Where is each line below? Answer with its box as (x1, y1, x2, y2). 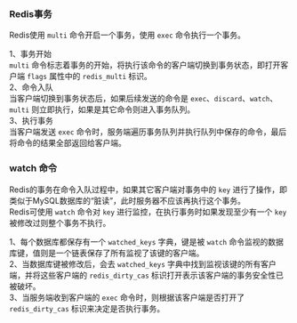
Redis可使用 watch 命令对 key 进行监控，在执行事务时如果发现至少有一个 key (9, 206, 287, 217)
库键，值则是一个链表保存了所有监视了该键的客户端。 (9, 247, 205, 258)
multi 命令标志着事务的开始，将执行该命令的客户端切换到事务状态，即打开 (9, 60, 281, 70)
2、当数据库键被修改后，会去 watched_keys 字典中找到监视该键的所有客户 (9, 258, 277, 269)
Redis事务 (9, 7, 52, 20)
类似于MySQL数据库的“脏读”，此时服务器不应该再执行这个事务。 (9, 195, 246, 206)
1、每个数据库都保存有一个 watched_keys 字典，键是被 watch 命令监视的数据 (9, 236, 285, 246)
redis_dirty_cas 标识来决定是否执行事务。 (9, 303, 165, 313)
